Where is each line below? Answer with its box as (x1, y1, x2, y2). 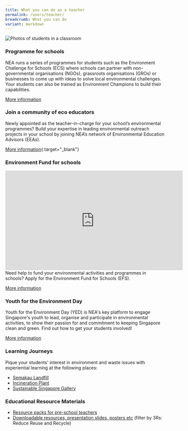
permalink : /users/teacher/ (5, 12, 65, 17)
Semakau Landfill (12, 374, 49, 380)
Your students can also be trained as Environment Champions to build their (5, 81, 162, 87)
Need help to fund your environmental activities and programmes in (5, 270, 146, 276)
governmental (5, 70, 34, 76)
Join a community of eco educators (5, 109, 95, 116)
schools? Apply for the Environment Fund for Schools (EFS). (5, 275, 131, 281)
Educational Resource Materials (5, 398, 85, 405)
